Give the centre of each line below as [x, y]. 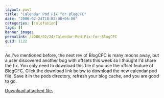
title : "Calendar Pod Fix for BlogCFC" [46, 14]
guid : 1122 [16, 41]
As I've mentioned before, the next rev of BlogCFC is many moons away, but [82, 55]
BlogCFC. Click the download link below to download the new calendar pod [81, 71]
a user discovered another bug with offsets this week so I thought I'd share [81, 60]
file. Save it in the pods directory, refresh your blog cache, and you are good [82, 76]
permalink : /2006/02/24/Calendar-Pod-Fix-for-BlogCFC [61, 37]
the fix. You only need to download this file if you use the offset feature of [79, 65]
